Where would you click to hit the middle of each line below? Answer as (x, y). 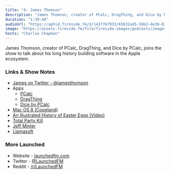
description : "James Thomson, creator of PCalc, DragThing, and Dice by (83, 15)
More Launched (25, 145)
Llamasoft (23, 131)
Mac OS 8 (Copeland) (35, 110)
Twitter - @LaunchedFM (38, 161)
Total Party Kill (28, 121)
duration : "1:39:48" (27, 19)
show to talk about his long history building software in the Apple (73, 53)
